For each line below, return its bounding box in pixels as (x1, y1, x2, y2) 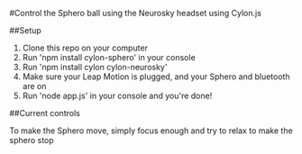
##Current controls (9, 108, 81, 118)
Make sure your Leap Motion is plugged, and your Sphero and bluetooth (22, 71, 290, 82)
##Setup (9, 25, 42, 35)
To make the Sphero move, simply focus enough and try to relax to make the (9, 125, 293, 136)
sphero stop (9, 135, 54, 145)
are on (22, 81, 47, 91)
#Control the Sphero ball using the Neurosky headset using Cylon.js (9, 8, 261, 18)
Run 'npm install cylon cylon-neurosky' (22, 62, 168, 72)
